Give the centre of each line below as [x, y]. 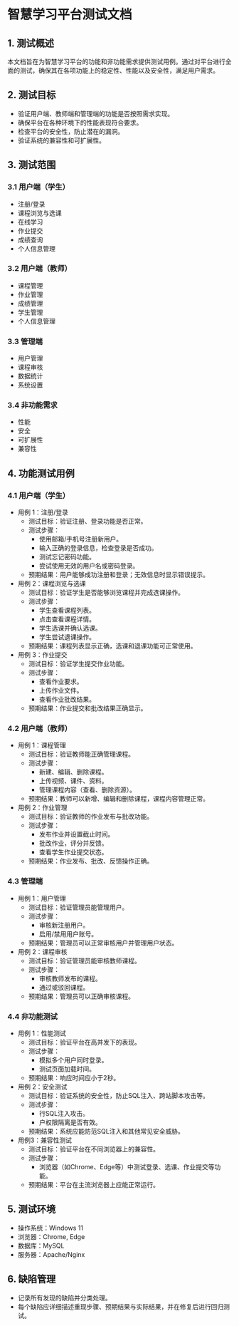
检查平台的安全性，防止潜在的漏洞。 [71, 131]
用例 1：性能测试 [42, 1033]
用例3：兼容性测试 [45, 1140]
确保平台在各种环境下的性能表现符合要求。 [80, 123]
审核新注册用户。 [64, 925]
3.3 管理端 [25, 341]
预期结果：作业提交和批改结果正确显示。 [87, 708]
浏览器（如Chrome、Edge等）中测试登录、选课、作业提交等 [127, 1166]
